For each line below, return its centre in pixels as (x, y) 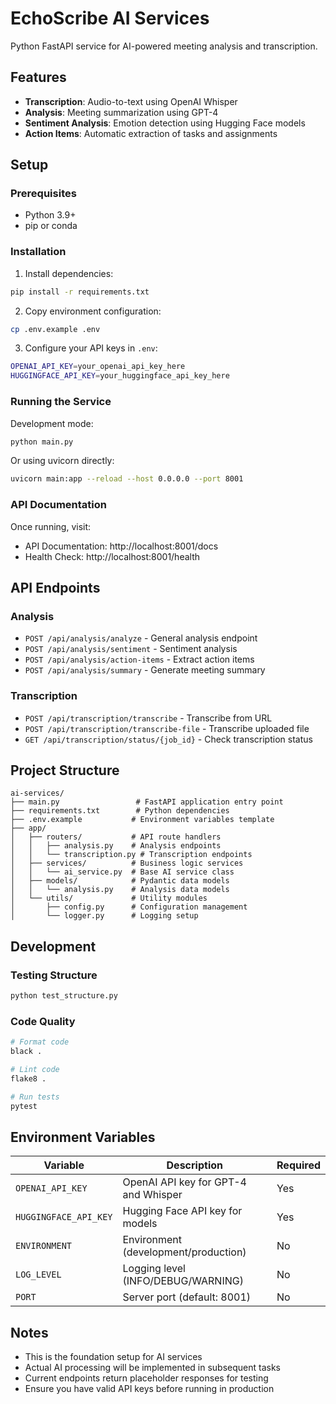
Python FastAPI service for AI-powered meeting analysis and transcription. (164, 46)
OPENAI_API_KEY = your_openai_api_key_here (98, 367)
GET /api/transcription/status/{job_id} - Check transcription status (168, 739)
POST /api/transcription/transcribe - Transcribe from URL (148, 718)
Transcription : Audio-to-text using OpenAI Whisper (131, 101)
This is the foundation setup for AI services (113, 1357)
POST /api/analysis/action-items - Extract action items (139, 659)
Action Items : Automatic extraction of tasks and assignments (151, 133)
